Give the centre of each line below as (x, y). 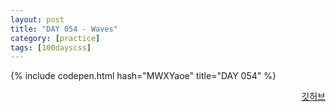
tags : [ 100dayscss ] (51, 47)
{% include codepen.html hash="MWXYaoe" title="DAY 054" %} (143, 76)
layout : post (37, 19)
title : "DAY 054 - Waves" (64, 29)
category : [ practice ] (55, 38)
